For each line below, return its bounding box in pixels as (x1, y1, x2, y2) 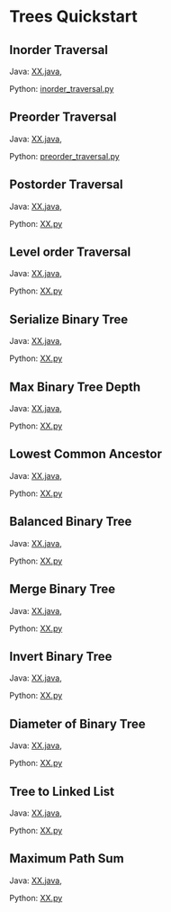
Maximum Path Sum (9, 851, 124, 866)
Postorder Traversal (9, 177, 123, 193)
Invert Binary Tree (9, 648, 112, 664)
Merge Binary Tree (9, 582, 116, 597)
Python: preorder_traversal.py (9, 150, 120, 161)
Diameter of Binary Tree (9, 716, 146, 731)
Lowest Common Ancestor (9, 447, 162, 462)
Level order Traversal (9, 245, 131, 260)
